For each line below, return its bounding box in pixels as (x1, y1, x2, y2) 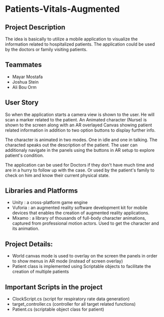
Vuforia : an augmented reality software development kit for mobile (12, 205, 148, 211)
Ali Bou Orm (12, 84, 37, 90)
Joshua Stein (12, 79, 39, 85)
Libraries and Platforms (5, 187, 78, 195)
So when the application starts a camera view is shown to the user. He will (5, 112, 155, 117)
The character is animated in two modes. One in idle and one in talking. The (5, 137, 158, 143)
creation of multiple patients (12, 269, 70, 275)
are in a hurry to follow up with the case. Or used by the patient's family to (5, 167, 155, 173)
